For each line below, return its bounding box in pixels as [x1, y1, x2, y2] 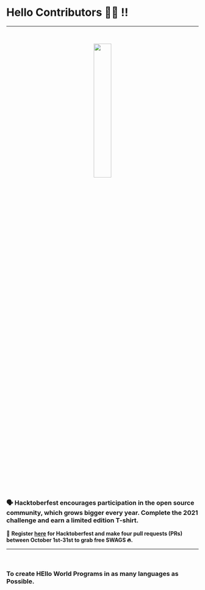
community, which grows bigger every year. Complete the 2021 [6, 508, 198, 517]
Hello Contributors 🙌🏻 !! [6, 5, 129, 20]
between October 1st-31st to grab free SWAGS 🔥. [6, 536, 133, 544]
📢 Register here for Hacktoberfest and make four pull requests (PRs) [6, 530, 183, 538]
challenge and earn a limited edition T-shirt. [6, 516, 139, 524]
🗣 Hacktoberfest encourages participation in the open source [6, 498, 195, 507]
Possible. [6, 577, 35, 586]
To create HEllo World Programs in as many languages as [6, 570, 179, 578]
